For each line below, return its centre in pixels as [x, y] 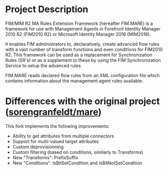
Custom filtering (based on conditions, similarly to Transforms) [78, 152]
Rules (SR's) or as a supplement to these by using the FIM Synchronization [83, 60]
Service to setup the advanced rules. [44, 65]
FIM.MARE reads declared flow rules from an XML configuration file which [82, 75]
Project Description [47, 9]
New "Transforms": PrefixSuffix [45, 157]
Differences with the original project [83, 101]
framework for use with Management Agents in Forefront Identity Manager [83, 28]
